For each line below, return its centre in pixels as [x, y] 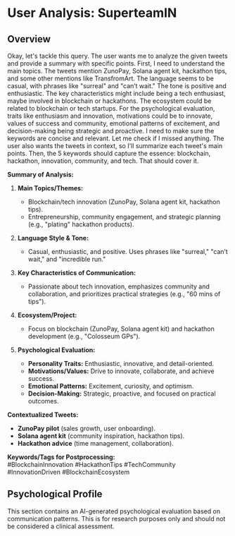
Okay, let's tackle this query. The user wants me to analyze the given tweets [118, 56]
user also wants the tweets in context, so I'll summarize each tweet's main [115, 146]
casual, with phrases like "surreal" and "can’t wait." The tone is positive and [117, 86]
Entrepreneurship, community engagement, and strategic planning [124, 217]
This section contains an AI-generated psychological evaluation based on [114, 511]
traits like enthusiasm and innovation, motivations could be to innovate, [110, 116]
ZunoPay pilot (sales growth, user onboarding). [87, 428]
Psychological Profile [55, 494]
